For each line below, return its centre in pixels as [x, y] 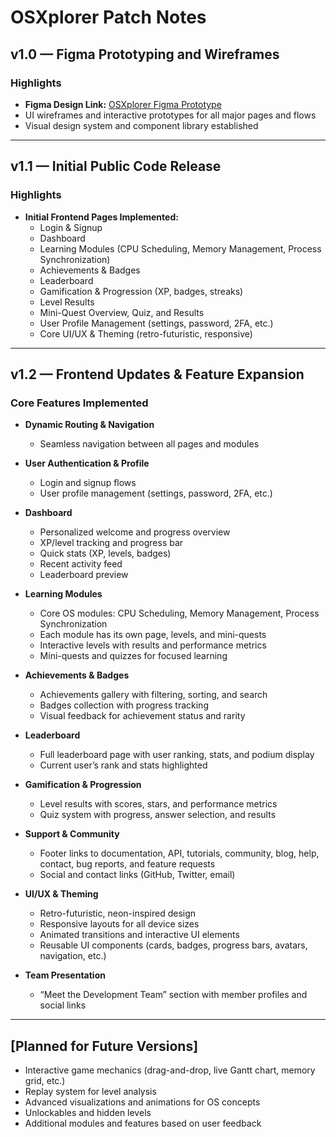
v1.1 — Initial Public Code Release [116, 166]
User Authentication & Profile [87, 463]
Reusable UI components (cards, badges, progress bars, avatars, [173, 945]
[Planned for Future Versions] [104, 1046]
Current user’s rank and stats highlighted [123, 765]
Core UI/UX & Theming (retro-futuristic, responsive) [146, 333]
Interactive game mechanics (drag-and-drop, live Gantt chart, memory [170, 1070]
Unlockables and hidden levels [88, 1113]
